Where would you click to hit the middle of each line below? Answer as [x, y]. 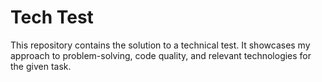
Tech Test [52, 17]
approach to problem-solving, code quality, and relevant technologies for [161, 55]
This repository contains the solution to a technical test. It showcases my [160, 45]
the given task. [41, 66]
